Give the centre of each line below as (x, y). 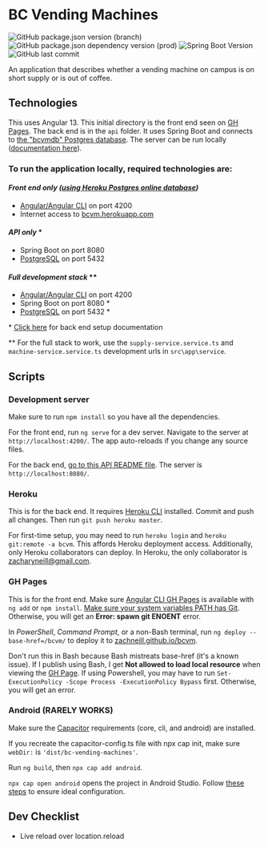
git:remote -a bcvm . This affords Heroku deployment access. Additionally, (131, 544)
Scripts (27, 377)
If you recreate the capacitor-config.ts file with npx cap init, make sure (124, 743)
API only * (25, 232)
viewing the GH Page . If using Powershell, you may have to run (112, 672)
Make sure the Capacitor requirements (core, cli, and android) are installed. (132, 728)
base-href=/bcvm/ (37, 641)
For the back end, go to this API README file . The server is (105, 464)
